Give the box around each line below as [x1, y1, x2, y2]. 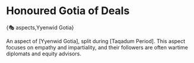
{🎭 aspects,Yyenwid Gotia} [6, 24, 74, 31]
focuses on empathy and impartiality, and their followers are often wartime [6, 44, 188, 51]
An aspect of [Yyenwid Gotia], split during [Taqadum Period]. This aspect [6, 37, 186, 45]
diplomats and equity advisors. [6, 50, 82, 57]
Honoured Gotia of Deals [6, 4, 130, 18]
